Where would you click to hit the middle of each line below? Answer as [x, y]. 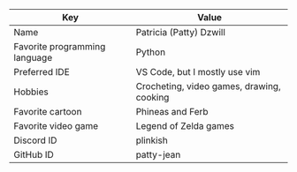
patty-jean [158, 155]
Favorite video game [56, 126]
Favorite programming [60, 46]
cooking [152, 97]
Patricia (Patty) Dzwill [180, 32]
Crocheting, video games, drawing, [208, 86]
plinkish [152, 140]
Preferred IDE [42, 72]
